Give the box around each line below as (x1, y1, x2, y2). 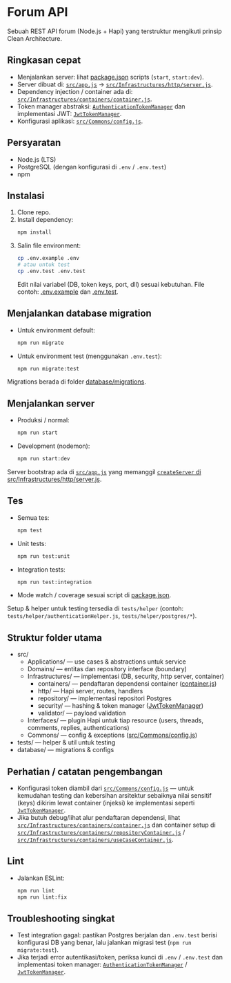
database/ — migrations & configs (17, 746, 114, 754)
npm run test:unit (17, 552, 70, 560)
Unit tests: (17, 539, 47, 547)
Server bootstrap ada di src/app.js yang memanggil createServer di (7, 468, 201, 476)
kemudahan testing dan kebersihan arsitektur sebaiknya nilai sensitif (17, 792, 212, 800)
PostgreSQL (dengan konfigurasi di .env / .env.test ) (17, 162, 167, 171)
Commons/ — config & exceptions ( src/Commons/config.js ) (27, 731, 198, 740)
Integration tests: (17, 565, 66, 574)
